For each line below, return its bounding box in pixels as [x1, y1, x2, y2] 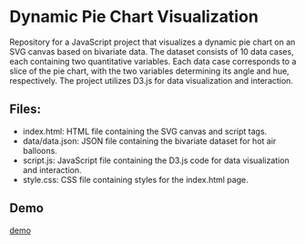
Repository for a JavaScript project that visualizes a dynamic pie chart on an [9, 36, 296, 47]
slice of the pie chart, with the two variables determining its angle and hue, [9, 66, 290, 76]
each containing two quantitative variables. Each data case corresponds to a [9, 56, 297, 66]
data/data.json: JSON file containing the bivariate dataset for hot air [22, 135, 277, 147]
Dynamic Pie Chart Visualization [9, 6, 259, 27]
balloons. [22, 145, 57, 156]
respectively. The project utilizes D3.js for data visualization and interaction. [9, 75, 294, 86]
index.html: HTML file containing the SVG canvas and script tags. [22, 126, 268, 137]
